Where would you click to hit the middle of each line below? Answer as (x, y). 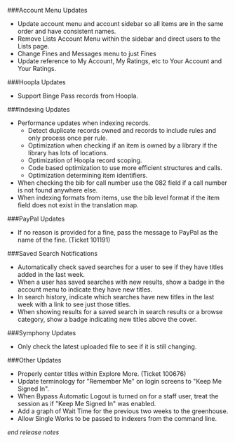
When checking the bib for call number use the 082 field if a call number (122, 183)
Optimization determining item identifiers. (88, 175)
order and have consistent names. (67, 31)
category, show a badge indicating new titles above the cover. (107, 319)
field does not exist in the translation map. (78, 205)
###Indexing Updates (39, 109)
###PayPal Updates (36, 219)
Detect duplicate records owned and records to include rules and (122, 130)
